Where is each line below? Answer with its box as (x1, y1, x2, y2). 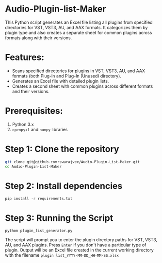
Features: (5, 52, 45, 63)
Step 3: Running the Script (5, 212, 113, 223)
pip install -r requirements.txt (5, 196, 73, 201)
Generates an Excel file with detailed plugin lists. (12, 78, 109, 84)
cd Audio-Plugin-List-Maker (5, 164, 62, 169)
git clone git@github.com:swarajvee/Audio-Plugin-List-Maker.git (5, 159, 140, 164)
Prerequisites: (5, 106, 63, 117)
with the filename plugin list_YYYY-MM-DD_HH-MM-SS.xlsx (5, 252, 119, 258)
